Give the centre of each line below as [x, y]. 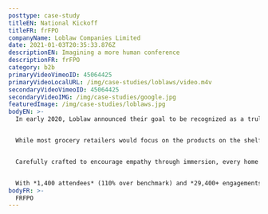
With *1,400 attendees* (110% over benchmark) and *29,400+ [117, 183]
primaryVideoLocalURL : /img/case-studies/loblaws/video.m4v [110, 82]
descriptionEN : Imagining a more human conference [94, 53]
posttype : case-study [44, 16]
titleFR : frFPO [33, 30]
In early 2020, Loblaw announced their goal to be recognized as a [130, 119]
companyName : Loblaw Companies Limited [75, 38]
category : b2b [32, 68]
